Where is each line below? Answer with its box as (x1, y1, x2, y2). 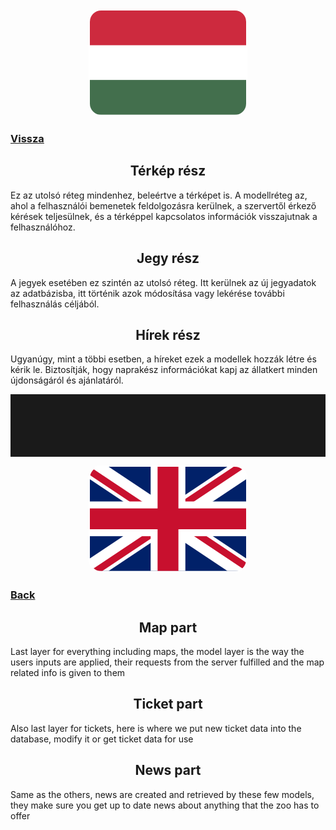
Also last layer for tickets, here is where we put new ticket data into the (10, 722, 302, 734)
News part (134, 762, 202, 779)
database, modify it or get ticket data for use (10, 733, 194, 745)
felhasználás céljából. (10, 298, 100, 310)
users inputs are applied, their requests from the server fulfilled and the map (10, 656, 325, 668)
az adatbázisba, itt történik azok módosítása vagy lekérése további (10, 287, 285, 299)
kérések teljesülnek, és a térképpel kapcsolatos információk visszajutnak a (10, 210, 318, 222)
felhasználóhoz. (10, 221, 76, 233)
